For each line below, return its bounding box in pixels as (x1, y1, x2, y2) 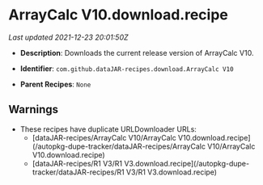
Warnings (8, 103, 59, 116)
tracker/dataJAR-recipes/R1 (32, 167, 125, 177)
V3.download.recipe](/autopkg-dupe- (124, 158, 249, 168)
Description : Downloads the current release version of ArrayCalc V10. (19, 48, 254, 57)
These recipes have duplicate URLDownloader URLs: (19, 124, 197, 134)
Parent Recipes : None (19, 79, 91, 89)
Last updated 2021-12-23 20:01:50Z (8, 32, 129, 42)
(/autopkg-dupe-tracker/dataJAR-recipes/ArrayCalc (32, 141, 206, 151)
